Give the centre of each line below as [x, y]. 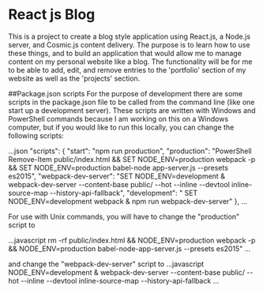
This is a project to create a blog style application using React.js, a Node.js [130, 36]
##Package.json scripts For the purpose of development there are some [126, 93]
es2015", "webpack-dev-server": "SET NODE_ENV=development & [116, 176]
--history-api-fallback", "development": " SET [124, 193]
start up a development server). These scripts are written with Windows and [132, 110]
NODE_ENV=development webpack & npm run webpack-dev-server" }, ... [128, 201]
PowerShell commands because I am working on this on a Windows [118, 118]
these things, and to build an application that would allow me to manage [125, 53]
